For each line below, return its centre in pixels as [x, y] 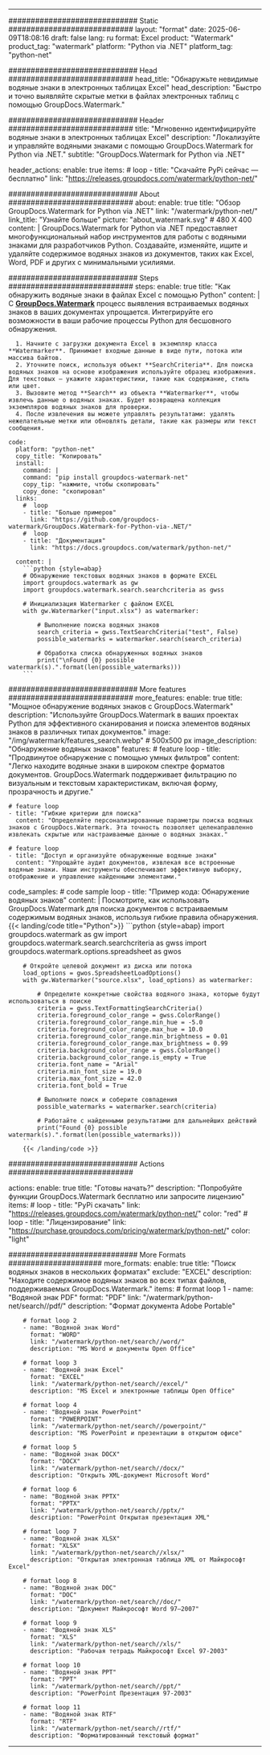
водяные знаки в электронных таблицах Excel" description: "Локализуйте [134, 137]
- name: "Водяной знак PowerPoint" [82, 1412]
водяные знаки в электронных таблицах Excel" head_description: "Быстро [135, 88]
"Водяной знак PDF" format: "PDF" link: [75, 1297]
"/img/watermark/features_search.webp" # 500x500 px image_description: [133, 740]
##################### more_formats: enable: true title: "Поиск [122, 1263]
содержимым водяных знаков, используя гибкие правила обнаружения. [133, 917]
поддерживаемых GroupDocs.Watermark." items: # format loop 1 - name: [131, 1289]
